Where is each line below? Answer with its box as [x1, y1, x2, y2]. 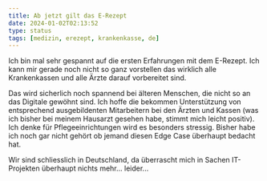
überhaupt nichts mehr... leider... [41, 163, 149, 173]
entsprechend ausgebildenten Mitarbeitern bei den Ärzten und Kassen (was [8, 106, 259, 115]
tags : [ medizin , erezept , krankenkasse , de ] [8, 34, 160, 42]
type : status [8, 26, 52, 34]
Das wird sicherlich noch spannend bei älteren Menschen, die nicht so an [8, 89, 251, 99]
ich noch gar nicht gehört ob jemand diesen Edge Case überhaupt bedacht [8, 131, 256, 141]
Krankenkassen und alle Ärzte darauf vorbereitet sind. [8, 73, 187, 82]
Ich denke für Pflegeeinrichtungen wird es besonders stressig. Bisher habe [8, 123, 256, 132]
